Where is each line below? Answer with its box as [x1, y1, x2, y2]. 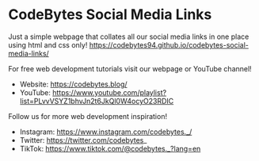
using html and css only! [8, 40, 88, 49]
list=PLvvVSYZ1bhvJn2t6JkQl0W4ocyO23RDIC [19, 96, 174, 105]
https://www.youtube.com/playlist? [52, 87, 167, 97]
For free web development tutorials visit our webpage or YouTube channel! [8, 63, 252, 73]
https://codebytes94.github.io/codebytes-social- [89, 40, 249, 49]
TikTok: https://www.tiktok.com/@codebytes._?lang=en [19, 144, 201, 153]
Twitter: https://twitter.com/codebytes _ [19, 135, 147, 144]
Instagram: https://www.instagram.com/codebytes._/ [19, 127, 192, 136]
